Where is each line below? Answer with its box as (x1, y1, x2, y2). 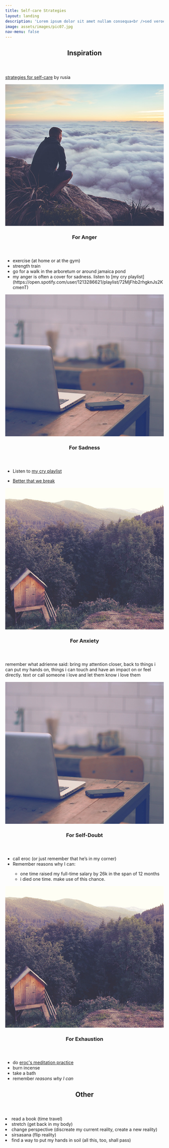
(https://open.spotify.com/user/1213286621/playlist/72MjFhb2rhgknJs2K (12, 279, 163, 285)
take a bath (12, 1070, 36, 1077)
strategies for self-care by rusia (5, 74, 71, 80)
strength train (12, 263, 41, 269)
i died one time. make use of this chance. (20, 876, 106, 882)
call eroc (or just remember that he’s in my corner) (12, 856, 117, 862)
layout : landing (5, 13, 39, 19)
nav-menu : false (5, 29, 39, 35)
